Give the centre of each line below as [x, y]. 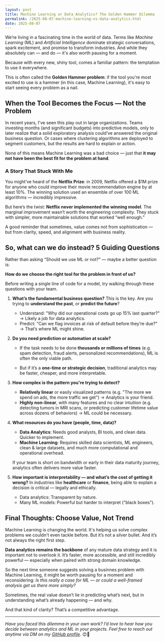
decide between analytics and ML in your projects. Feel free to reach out [79, 629]
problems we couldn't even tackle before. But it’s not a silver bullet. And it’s [81, 535]
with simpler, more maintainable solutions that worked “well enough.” [75, 217]
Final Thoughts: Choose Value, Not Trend [69, 518]
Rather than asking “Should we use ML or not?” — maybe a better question [81, 260]
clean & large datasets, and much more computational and [79, 448]
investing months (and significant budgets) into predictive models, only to [80, 128]
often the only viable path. [46, 358]
